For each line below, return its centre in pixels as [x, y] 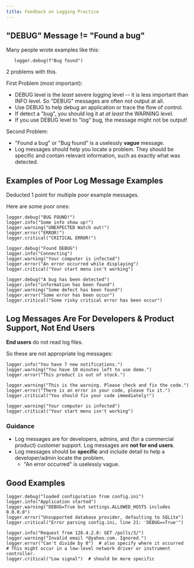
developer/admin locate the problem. [60, 458]
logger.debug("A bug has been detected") [58, 280]
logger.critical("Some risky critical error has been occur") [84, 300]
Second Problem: [27, 132]
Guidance [20, 426]
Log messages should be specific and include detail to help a [90, 452]
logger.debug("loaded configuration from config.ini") [75, 497]
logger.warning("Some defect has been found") [64, 290]
